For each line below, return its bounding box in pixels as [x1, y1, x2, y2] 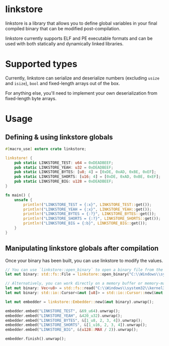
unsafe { [14, 197, 33, 202]
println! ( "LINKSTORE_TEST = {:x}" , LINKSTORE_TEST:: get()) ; [23, 202, 152, 207]
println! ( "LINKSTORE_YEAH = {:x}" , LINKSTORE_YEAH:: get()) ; [23, 206, 152, 212]
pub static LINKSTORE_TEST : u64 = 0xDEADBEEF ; [14, 160, 114, 165]
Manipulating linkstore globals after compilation [5, 244, 159, 253]
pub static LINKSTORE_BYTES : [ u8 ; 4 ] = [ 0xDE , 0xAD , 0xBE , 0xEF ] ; [14, 170, 156, 175]
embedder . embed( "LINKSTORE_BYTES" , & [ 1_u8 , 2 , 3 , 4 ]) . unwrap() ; [5, 318, 143, 323]
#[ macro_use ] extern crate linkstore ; [5, 146, 87, 152]
